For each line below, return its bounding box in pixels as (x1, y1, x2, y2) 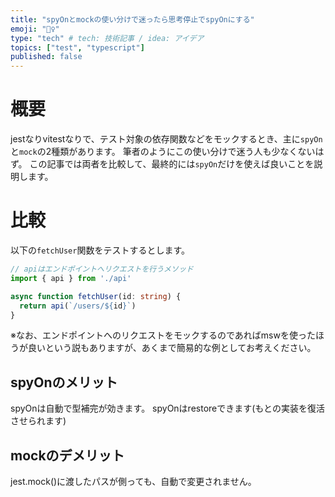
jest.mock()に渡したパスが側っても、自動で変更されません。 (10, 476, 257, 487)
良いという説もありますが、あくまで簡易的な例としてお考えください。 (27, 342, 317, 354)
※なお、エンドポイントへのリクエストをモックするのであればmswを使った (10, 329, 316, 341)
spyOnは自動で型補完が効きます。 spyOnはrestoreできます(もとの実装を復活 (10, 402, 325, 415)
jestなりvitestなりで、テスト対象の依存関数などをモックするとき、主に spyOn (10, 133, 323, 145)
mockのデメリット (10, 447, 125, 464)
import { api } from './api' (10, 273, 132, 283)
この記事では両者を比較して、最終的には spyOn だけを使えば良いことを (29, 158, 315, 170)
